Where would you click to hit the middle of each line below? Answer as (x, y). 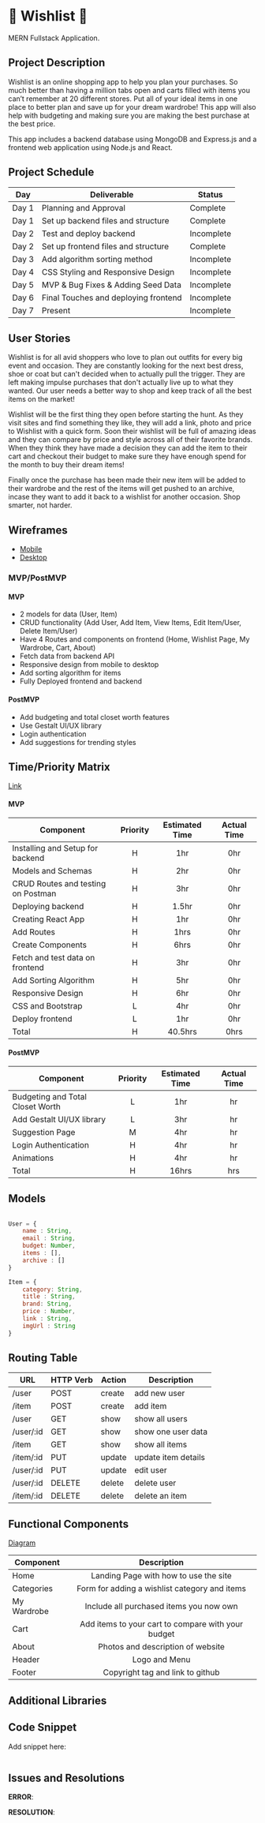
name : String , (47, 1231)
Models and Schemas (52, 870)
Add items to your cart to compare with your (161, 1624)
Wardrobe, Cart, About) (58, 648)
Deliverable (112, 194)
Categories (33, 1589)
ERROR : (21, 1797)
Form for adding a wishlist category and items (161, 1589)
